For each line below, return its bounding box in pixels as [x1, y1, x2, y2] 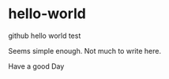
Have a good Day [8, 61, 65, 71]
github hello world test [8, 31, 81, 40]
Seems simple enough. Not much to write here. [8, 46, 162, 55]
